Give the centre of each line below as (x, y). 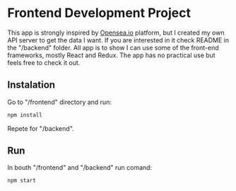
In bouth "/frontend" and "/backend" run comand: (80, 168)
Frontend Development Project (99, 13)
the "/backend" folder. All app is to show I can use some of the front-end (113, 47)
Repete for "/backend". (41, 128)
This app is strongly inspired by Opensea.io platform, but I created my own (116, 33)
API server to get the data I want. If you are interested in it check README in (118, 40)
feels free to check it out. (44, 62)
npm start (22, 181)
